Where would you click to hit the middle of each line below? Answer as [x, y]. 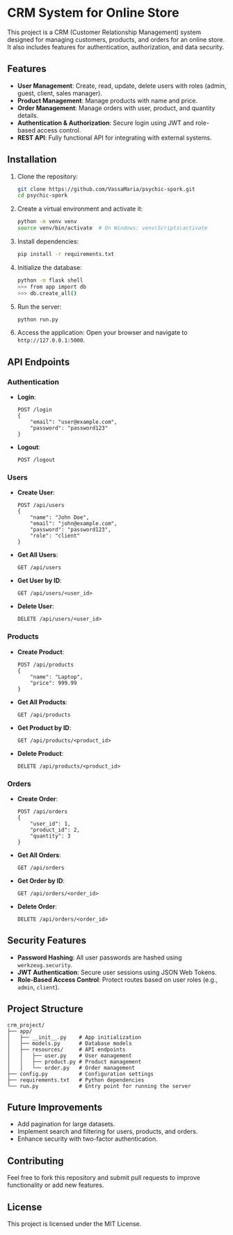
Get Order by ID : [41, 881]
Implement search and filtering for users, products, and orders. [107, 1132]
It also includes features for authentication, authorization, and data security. [116, 47]
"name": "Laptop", [57, 677]
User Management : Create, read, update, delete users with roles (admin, [122, 86]
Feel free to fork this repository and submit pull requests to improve [104, 1178]
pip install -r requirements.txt [66, 255]
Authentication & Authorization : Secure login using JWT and [105, 123]
